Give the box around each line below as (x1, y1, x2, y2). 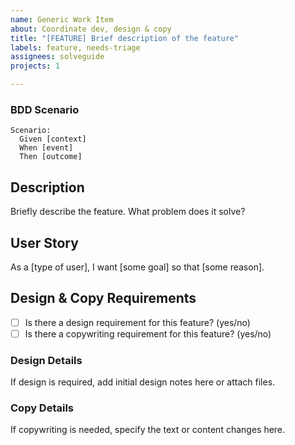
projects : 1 (10, 61, 60, 71)
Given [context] (19, 134, 87, 145)
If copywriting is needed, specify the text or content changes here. (10, 424, 286, 436)
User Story (10, 234, 79, 251)
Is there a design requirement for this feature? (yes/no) (24, 316, 251, 328)
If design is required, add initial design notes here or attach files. (10, 376, 276, 388)
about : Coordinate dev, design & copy (10, 24, 172, 34)
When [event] (19, 143, 74, 153)
